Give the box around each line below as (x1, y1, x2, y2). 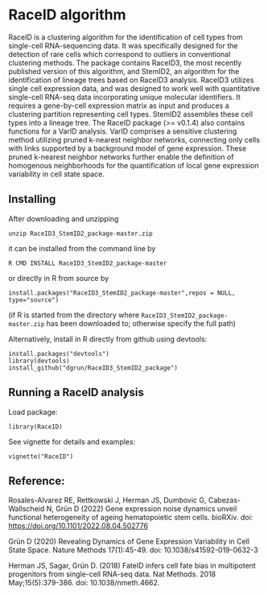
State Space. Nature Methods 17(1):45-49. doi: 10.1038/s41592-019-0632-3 (8, 545, 259, 555)
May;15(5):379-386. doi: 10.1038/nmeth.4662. (8, 578, 160, 588)
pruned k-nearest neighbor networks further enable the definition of (8, 151, 234, 162)
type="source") (8, 295, 60, 304)
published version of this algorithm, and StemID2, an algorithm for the (8, 66, 240, 76)
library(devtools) (8, 357, 70, 365)
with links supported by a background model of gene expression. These (8, 143, 247, 153)
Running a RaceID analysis (8, 386, 145, 399)
